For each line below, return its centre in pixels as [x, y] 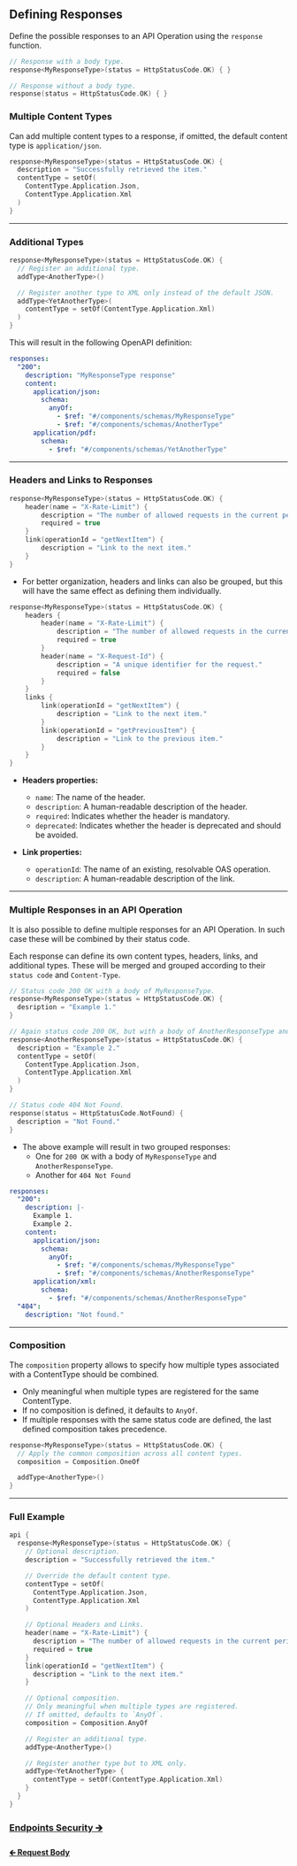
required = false [88, 673]
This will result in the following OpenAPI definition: [101, 343]
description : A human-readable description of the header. [141, 807]
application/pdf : [65, 433]
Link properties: [52, 852]
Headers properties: [60, 780]
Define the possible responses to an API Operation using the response [136, 35]
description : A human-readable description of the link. [135, 879]
